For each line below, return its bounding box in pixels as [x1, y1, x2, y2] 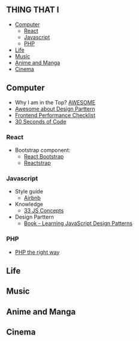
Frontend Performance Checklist [14, 111, 96, 119]
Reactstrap [23, 159, 51, 166]
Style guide [14, 188, 44, 195]
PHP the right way [14, 249, 60, 256]
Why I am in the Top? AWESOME [14, 98, 96, 106]
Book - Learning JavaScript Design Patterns [23, 220, 133, 227]
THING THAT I [6, 5, 59, 15]
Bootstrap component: [14, 146, 71, 154]
